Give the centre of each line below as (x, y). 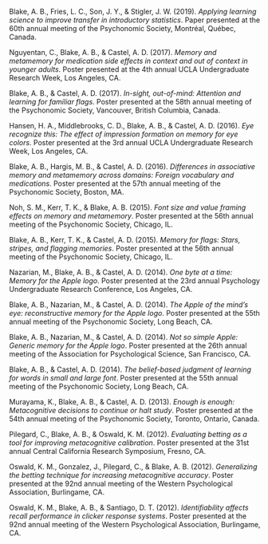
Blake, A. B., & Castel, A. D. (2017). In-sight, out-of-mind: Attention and (125, 93)
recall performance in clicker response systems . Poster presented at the (128, 516)
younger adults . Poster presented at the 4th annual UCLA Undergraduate (129, 69)
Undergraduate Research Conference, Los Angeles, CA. (101, 289)
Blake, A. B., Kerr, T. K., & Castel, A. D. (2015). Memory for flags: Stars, (125, 240)
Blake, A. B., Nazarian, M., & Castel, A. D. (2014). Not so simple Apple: (124, 337)
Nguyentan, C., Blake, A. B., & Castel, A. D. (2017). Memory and (113, 52)
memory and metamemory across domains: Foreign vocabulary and (122, 175)
